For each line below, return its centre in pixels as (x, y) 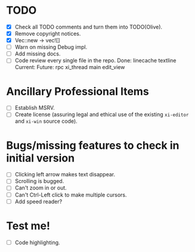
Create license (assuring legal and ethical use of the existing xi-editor (102, 114)
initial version (41, 158)
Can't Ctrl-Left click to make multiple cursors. (71, 195)
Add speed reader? (38, 201)
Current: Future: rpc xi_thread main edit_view (70, 67)
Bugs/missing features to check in (93, 145)
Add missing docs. (38, 54)
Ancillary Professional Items (78, 91)
